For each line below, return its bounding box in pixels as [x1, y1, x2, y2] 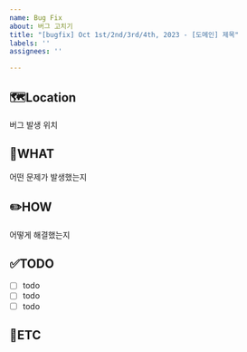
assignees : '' [9, 47, 63, 56]
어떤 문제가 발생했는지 [9, 171, 88, 182]
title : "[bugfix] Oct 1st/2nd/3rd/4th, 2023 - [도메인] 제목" [9, 30, 240, 39]
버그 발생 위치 [9, 119, 59, 130]
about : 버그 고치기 [9, 22, 73, 31]
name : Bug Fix [9, 13, 63, 23]
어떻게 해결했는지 [9, 229, 71, 240]
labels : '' [9, 38, 51, 48]
